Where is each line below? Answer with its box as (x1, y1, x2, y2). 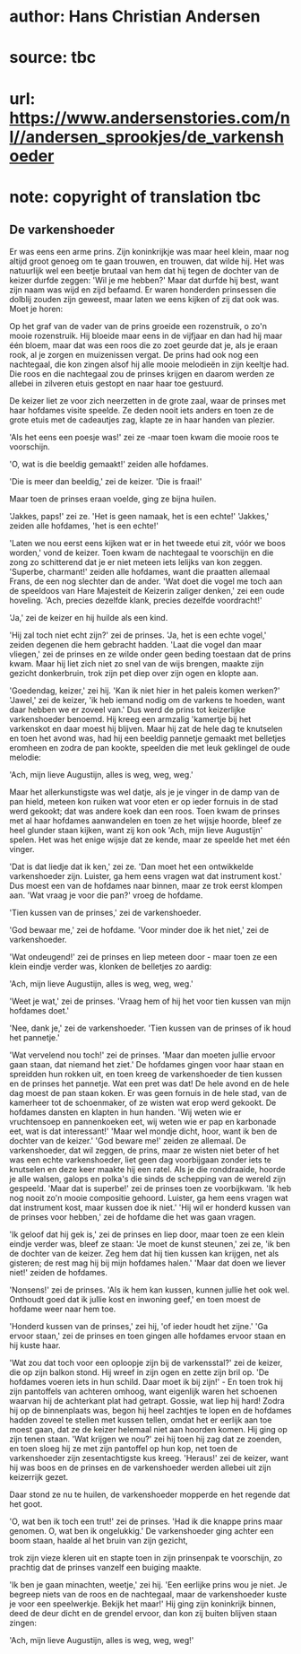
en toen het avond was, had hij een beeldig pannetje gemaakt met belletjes (9, 733, 287, 744)
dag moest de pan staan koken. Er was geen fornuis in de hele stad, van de (9, 1087, 288, 1098)
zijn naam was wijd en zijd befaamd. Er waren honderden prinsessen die (9, 284, 277, 295)
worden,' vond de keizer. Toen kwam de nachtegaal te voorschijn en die (9, 547, 274, 558)
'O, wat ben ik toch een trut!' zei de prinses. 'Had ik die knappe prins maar (9, 1516, 284, 1527)
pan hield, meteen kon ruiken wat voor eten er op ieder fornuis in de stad (9, 796, 279, 806)
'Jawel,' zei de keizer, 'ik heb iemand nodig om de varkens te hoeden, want (9, 694, 286, 705)
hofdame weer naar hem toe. (9, 1303, 116, 1314)
